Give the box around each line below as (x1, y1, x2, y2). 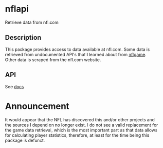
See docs (5, 83, 24, 89)
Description (5, 33, 41, 42)
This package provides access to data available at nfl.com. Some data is (5, 46, 150, 52)
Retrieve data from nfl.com (5, 19, 59, 25)
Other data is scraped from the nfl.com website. (5, 57, 101, 63)
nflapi (5, 3, 29, 15)
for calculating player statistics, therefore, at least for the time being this (5, 132, 149, 138)
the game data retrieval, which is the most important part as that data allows (5, 127, 158, 133)
